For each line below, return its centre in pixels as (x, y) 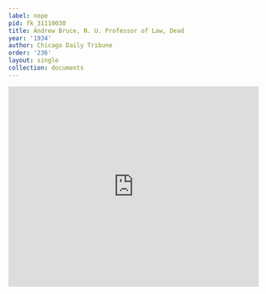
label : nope (28, 16)
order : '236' (30, 53)
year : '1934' (30, 38)
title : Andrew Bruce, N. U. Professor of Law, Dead (96, 30)
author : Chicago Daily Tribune (60, 46)
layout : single (34, 61)
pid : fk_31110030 (37, 23)
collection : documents (46, 68)
